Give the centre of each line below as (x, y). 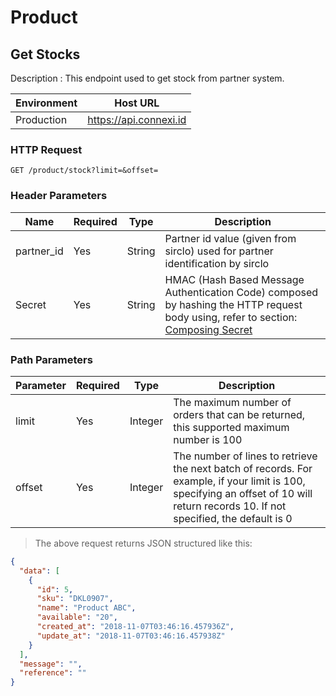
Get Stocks (45, 54)
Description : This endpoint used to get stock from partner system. (147, 78)
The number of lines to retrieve (245, 456)
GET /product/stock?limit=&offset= (84, 171)
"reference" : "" (53, 673)
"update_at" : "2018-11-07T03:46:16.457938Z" (131, 636)
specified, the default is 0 (233, 518)
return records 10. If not (230, 506)
